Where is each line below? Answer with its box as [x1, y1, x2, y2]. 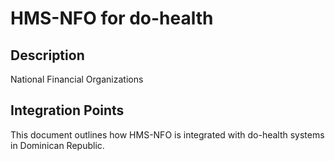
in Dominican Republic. [10, 139, 105, 151]
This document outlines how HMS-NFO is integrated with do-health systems [10, 128, 325, 141]
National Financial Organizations [10, 73, 144, 85]
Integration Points [10, 102, 125, 119]
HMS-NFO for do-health [10, 7, 214, 30]
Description [10, 47, 85, 64]
